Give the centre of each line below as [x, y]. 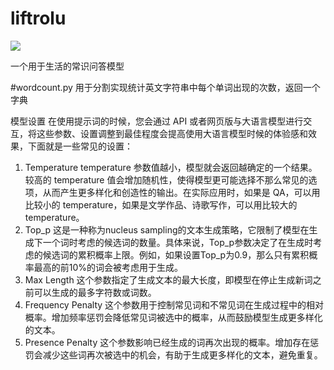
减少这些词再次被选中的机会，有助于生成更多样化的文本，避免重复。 [182, 354]
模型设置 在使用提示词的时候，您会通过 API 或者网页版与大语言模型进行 [157, 121]
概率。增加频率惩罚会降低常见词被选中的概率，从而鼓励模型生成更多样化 [173, 317]
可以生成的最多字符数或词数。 [95, 292]
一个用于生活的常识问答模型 [67, 66]
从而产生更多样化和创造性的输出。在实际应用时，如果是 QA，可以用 [181, 192]
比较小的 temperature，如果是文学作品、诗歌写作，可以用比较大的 [161, 204]
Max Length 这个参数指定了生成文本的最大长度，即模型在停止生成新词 [168, 279]
